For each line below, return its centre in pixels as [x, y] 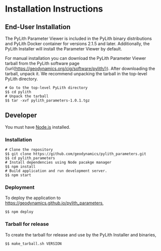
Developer [21, 115]
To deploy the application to [33, 198]
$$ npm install [20, 167]
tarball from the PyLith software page [42, 63]
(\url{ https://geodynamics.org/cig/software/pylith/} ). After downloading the [80, 68]
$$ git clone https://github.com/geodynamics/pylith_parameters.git [76, 154]
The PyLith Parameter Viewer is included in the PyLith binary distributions [78, 38]
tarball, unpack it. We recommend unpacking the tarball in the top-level [76, 74]
